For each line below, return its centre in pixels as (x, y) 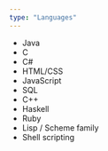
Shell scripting (48, 137)
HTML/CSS (42, 71)
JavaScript (42, 80)
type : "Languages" (43, 17)
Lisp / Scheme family (60, 127)
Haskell (35, 108)
